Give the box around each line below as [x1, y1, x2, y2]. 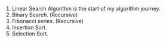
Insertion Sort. [11, 24, 47, 31]
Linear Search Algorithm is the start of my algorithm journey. [11, 5, 161, 12]
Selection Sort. [11, 30, 49, 37]
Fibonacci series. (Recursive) [11, 18, 84, 24]
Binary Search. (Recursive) [11, 11, 78, 18]
